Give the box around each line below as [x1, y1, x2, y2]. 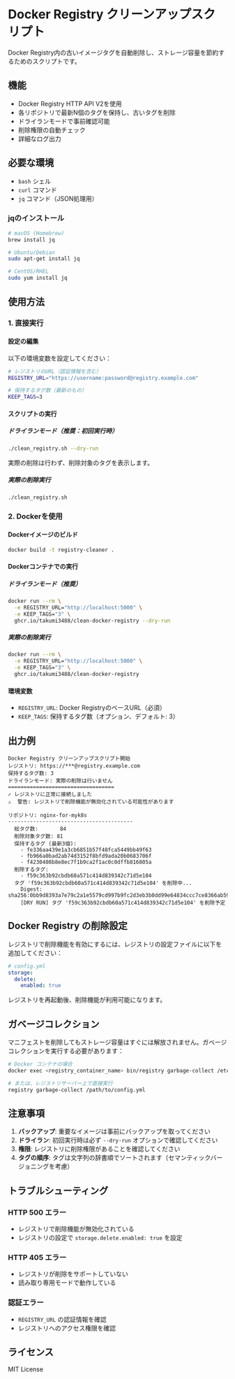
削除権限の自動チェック [17, 125, 86, 134]
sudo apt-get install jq [8, 255, 80, 262]
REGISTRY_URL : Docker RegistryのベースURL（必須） [17, 704, 166, 712]
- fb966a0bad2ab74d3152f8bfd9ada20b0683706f [20, 852, 152, 859]
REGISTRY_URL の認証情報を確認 [17, 1315, 107, 1323]
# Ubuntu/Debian [8, 249, 55, 256]
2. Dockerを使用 [8, 511, 63, 521]
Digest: [20, 886, 43, 893]
